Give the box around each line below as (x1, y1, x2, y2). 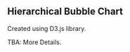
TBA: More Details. (7, 38, 62, 46)
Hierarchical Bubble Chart (7, 6, 123, 18)
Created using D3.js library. (7, 24, 86, 32)
